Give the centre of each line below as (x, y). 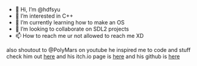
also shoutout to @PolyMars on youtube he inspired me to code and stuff (98, 50)
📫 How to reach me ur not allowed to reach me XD (79, 36)
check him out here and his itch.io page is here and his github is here (93, 56)
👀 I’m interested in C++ (44, 16)
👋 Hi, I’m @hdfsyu (38, 9)
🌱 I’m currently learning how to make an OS (70, 22)
